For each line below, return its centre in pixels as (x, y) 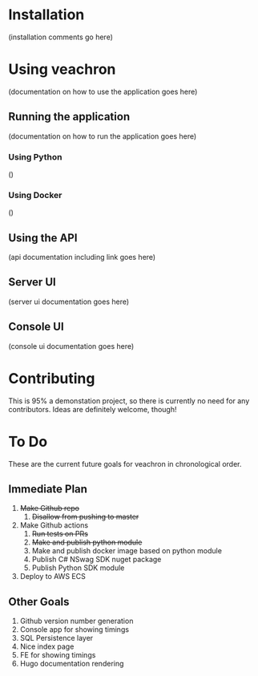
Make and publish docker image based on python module (127, 551)
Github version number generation (77, 621)
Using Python (35, 156)
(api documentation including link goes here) (82, 257)
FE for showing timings (58, 655)
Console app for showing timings (75, 629)
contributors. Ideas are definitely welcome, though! (93, 409)
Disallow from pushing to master (85, 517)
